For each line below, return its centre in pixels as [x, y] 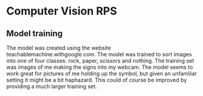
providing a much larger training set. [52, 86]
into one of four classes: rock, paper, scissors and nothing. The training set [100, 61]
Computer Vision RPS [62, 11]
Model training [34, 34]
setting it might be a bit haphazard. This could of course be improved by [97, 80]
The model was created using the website [59, 48]
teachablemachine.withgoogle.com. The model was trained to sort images [99, 54]
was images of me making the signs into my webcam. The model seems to [100, 67]
